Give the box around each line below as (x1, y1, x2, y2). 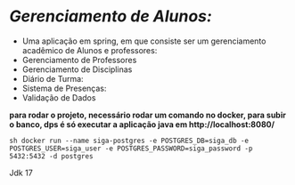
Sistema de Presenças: (21, 83, 107, 93)
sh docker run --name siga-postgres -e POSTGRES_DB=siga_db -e (9, 136, 250, 145)
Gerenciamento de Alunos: (9, 6, 212, 27)
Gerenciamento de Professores (21, 54, 137, 65)
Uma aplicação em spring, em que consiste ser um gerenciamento (21, 36, 266, 46)
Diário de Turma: (21, 73, 84, 84)
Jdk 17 (9, 167, 33, 178)
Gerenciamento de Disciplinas (21, 64, 133, 75)
